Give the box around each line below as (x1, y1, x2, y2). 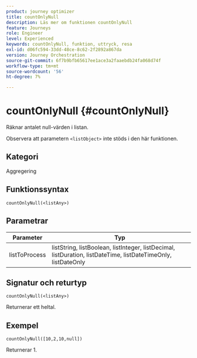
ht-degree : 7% (6, 74, 41, 80)
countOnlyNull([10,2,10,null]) (6, 336, 83, 342)
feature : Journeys (6, 25, 51, 31)
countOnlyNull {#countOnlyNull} (6, 104, 169, 118)
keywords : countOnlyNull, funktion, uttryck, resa (6, 42, 133, 47)
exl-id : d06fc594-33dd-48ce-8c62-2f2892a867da (6, 47, 122, 53)
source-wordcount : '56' (6, 69, 64, 74)
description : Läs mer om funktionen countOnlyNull (6, 19, 133, 25)
